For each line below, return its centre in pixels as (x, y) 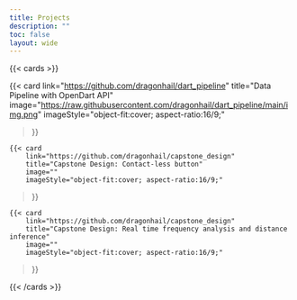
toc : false (30, 34)
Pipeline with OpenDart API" (62, 95)
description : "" (40, 26)
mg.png (24, 114)
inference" (30, 237)
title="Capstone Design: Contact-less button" (114, 164)
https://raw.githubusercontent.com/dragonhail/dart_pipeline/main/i (165, 105)
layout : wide (34, 43)
